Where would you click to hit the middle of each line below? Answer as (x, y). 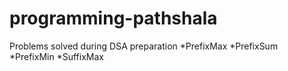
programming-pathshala (113, 18)
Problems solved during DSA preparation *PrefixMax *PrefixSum (144, 46)
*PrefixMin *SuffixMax (56, 56)
